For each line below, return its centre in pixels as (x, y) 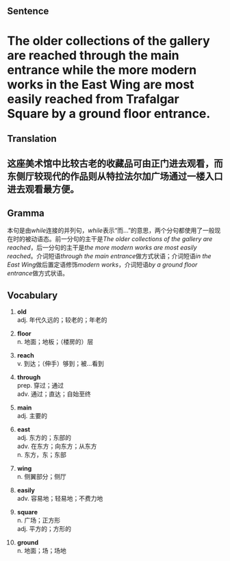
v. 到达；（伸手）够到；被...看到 (61, 363)
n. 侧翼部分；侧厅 (42, 476)
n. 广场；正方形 (39, 520)
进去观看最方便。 (43, 189)
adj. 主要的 (32, 415)
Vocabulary (33, 295)
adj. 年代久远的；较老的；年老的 (62, 320)
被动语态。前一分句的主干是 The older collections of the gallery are (119, 239)
